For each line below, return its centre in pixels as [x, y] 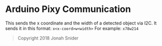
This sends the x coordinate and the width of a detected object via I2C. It [81, 23]
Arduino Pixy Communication [68, 9]
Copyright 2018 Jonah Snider [48, 38]
